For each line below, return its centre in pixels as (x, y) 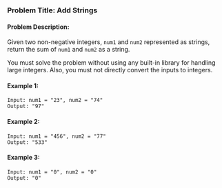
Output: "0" (24, 178)
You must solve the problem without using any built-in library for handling (111, 63)
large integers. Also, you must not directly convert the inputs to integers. (110, 70)
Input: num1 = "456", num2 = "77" (57, 136)
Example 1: (23, 85)
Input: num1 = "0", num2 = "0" (52, 172)
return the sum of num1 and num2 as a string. (69, 50)
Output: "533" (28, 142)
